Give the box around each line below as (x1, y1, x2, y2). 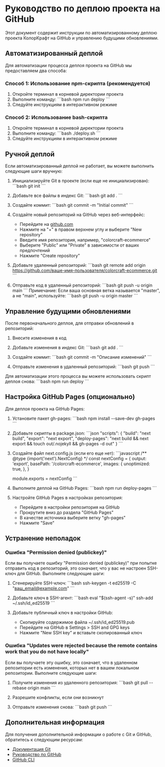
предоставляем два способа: (5, 68, 67, 73)
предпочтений (19, 248, 50, 254)
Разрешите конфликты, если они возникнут (12, 694, 104, 700)
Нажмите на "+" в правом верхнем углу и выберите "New (19, 226, 142, 232)
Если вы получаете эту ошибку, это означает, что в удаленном (5, 659, 138, 665)
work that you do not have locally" (5, 648, 89, 655)
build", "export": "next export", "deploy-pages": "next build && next (12, 435, 149, 441)
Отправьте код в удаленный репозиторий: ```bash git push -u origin (12, 282, 153, 289)
